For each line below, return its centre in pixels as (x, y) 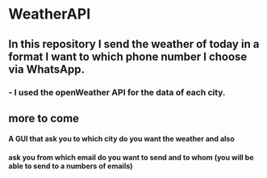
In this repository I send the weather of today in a (134, 44)
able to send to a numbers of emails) (71, 166)
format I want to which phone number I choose (128, 56)
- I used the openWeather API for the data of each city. (117, 92)
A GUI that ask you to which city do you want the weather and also (122, 139)
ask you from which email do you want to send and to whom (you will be (131, 158)
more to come (44, 118)
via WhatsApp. (46, 69)
